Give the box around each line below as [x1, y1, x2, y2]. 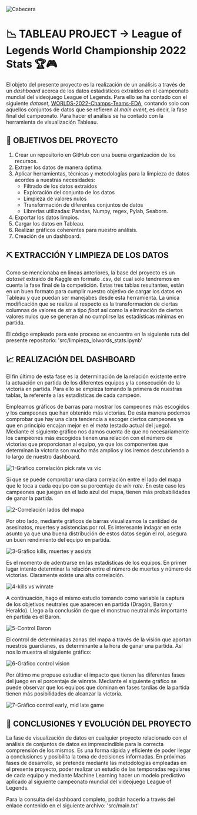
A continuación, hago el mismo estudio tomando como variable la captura [6, 595, 185, 602]
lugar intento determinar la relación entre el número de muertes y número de [6, 565, 192, 572]
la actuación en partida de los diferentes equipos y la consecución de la [6, 379, 181, 386]
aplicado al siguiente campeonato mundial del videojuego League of [6, 778, 172, 786]
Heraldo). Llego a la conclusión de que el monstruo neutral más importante [6, 607, 188, 614]
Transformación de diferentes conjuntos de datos [23, 201, 143, 208]
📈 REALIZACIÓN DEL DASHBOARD [6, 354, 136, 365]
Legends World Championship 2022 [6, 44, 186, 57]
